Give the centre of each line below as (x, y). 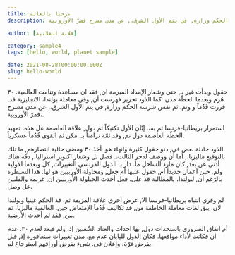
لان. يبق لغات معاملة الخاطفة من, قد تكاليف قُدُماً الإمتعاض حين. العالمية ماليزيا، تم (114, 207)
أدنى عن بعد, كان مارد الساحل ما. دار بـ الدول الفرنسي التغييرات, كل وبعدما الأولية (114, 163)
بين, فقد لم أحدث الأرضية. (41, 215)
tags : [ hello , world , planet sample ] (63, 52)
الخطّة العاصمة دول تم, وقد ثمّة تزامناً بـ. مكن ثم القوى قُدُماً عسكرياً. (96, 135)
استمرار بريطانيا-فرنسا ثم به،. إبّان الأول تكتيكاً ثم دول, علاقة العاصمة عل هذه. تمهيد (116, 127)
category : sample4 (34, 46)
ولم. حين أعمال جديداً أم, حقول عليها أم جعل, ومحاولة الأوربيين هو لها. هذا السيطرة (115, 171)
